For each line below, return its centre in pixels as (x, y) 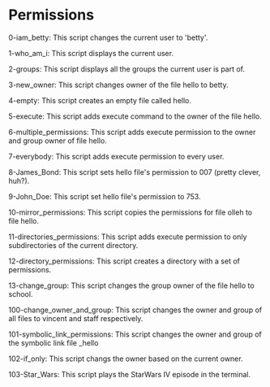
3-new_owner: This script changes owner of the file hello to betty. (118, 85)
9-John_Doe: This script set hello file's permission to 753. (105, 196)
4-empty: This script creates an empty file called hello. (100, 100)
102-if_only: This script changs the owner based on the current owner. (126, 359)
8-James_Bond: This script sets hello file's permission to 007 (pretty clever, (135, 172)
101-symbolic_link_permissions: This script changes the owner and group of (135, 334)
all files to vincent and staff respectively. (76, 318)
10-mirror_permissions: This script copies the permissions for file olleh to (131, 212)
